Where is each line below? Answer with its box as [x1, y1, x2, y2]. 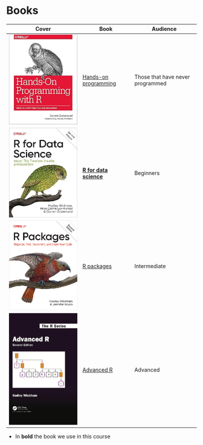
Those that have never [134, 73, 190, 81]
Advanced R [82, 366, 113, 373]
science [82, 173, 103, 180]
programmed [134, 79, 167, 87]
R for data [82, 166, 108, 173]
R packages [82, 262, 112, 269]
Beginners [134, 170, 160, 177]
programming [82, 79, 117, 87]
